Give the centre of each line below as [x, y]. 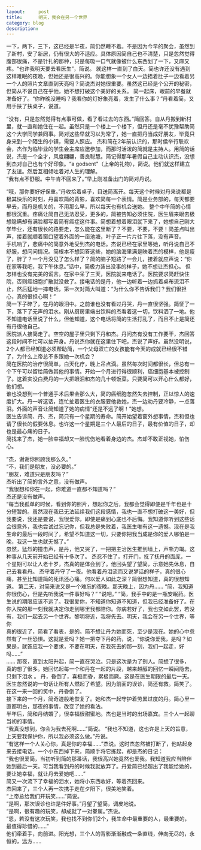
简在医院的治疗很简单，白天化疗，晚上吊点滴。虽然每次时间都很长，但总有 [98, 364]
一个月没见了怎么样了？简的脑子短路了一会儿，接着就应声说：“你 [112, 259]
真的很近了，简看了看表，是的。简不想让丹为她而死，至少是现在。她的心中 [98, 632]
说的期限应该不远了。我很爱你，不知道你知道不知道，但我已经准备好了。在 [103, 602]
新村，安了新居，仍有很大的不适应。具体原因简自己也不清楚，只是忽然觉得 [103, 54]
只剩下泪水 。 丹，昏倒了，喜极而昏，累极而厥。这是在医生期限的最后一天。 [99, 676]
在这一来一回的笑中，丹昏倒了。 [45, 691]
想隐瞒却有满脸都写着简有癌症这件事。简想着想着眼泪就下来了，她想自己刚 [98, 222]
